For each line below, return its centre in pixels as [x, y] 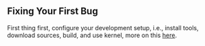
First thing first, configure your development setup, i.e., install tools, [103, 27]
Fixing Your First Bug [53, 11]
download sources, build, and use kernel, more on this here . [92, 35]
